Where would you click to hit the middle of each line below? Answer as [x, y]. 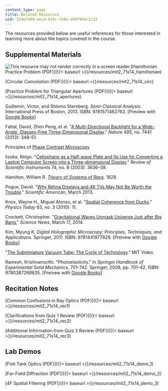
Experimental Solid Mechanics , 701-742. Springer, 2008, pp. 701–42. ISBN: [82, 267]
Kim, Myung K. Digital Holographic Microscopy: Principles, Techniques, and [83, 232]
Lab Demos [23, 352]
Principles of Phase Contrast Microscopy [47, 147]
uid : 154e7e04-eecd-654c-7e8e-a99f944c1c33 [51, 19]
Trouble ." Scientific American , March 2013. [49, 192]
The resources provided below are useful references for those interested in [83, 34]
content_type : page [26, 10]
